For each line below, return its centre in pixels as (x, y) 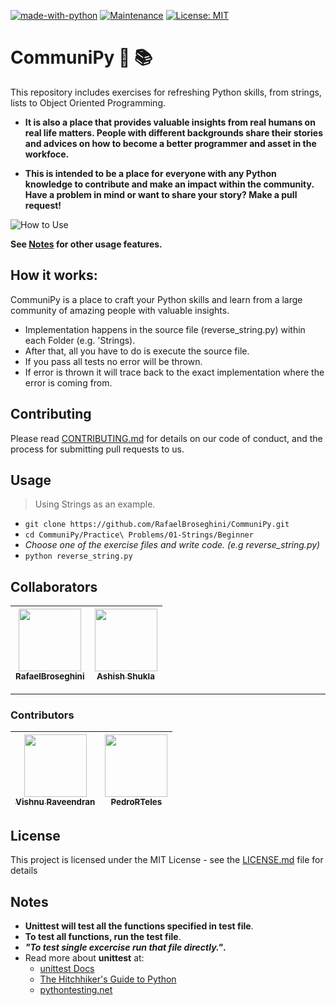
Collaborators (54, 586)
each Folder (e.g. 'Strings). (80, 340)
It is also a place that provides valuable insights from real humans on (170, 122)
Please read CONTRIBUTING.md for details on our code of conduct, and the (166, 438)
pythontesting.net (76, 990)
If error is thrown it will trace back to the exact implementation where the (174, 372)
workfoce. (47, 154)
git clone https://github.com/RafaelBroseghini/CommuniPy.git (157, 525)
